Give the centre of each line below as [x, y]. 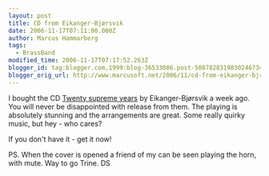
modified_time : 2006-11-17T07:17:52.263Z [78, 61]
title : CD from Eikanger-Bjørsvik [66, 23]
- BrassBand [36, 53]
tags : [17, 46]
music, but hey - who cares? [55, 123]
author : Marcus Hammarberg [53, 38]
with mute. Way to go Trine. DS [59, 163]
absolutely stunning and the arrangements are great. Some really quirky [127, 115]
